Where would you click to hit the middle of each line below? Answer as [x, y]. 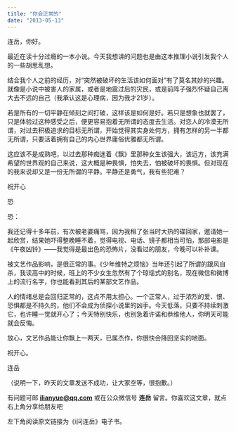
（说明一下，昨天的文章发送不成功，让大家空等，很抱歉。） [92, 382]
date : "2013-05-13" [36, 20]
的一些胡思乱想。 [32, 65]
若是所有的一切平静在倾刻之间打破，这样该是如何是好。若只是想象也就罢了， [118, 113]
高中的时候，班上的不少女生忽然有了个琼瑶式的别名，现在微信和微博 [130, 272]
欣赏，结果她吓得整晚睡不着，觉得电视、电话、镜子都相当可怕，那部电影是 [121, 240]
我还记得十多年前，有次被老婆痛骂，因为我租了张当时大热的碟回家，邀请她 [115, 231]
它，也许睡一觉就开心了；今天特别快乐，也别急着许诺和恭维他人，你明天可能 [118, 314]
